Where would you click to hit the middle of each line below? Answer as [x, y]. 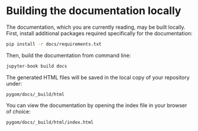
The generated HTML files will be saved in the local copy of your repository [98, 77]
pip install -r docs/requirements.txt [54, 44]
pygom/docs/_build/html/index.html [50, 122]
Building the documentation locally [94, 11]
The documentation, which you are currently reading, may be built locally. [96, 27]
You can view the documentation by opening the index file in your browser [97, 105]
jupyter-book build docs [37, 66]
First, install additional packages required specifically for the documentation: [99, 33]
